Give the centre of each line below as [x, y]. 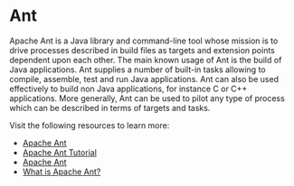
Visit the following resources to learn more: [90, 125]
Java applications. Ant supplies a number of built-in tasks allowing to [138, 70]
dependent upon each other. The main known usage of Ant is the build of [146, 60]
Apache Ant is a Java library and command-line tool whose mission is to [144, 41]
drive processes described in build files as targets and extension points [142, 50]
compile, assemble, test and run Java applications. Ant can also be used [144, 79]
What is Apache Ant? [62, 172]
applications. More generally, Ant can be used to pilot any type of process [147, 98]
